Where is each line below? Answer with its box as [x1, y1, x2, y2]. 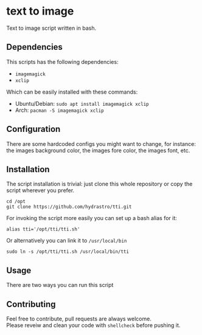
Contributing [6, 299, 56, 309]
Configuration [6, 124, 61, 134]
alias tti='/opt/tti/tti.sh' [6, 226, 80, 232]
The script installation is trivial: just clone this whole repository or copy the [6, 181, 193, 188]
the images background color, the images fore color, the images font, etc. [6, 147, 190, 154]
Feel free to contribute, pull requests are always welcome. [6, 315, 152, 322]
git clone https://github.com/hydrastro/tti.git [6, 204, 132, 210]
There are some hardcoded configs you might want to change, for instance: [6, 140, 196, 147]
